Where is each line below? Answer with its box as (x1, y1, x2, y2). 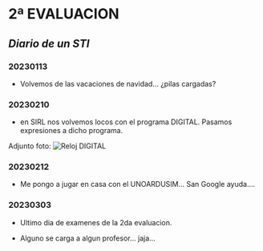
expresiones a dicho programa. (19, 126, 123, 136)
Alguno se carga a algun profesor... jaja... (19, 233, 156, 243)
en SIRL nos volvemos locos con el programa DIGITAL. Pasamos (19, 117, 233, 127)
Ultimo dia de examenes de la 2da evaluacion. (19, 217, 172, 227)
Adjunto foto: (8, 141, 51, 151)
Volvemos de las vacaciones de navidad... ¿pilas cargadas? (19, 79, 216, 88)
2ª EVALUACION (8, 5, 119, 23)
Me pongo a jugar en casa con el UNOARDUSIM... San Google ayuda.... (19, 180, 256, 189)
